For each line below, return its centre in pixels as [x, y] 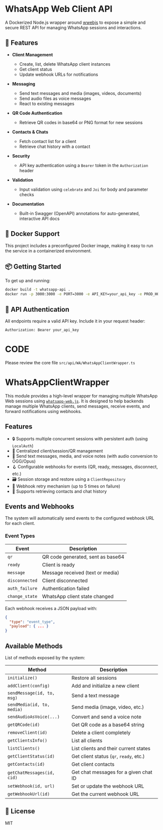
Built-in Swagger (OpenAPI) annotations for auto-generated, [80, 213]
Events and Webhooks [40, 507]
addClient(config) [29, 686]
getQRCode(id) [24, 725]
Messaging [24, 84]
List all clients [87, 740]
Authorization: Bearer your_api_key [42, 330]
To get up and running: [28, 281]
